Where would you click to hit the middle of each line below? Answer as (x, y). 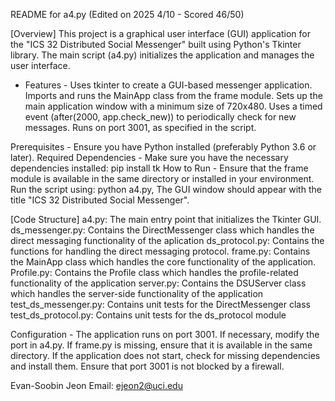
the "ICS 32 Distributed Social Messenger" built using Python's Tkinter (156, 44)
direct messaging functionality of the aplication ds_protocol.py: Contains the (167, 240)
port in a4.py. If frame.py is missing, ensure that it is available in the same (161, 345)
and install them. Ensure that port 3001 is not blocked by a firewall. (147, 366)
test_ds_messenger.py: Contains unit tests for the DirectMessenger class (160, 304)
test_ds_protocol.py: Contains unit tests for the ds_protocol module (148, 315)
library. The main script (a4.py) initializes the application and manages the (162, 55)
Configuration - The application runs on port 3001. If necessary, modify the (165, 334)
